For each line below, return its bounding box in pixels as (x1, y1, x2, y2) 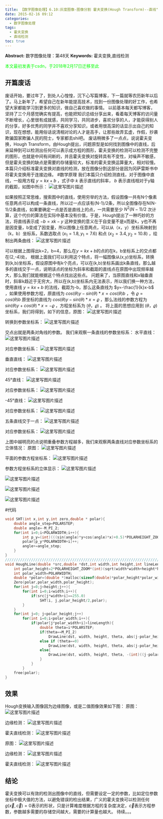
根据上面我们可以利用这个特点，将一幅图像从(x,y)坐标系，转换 (31, 254, 154, 260)
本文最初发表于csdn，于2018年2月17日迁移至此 (5, 63, 99, 69)
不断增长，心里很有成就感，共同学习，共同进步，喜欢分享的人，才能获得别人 (5, 117, 158, 123)
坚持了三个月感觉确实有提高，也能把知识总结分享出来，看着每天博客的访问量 (5, 110, 158, 117)
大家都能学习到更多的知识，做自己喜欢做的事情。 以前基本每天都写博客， (9, 105, 155, 110)
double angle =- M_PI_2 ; (14, 526, 60, 531)
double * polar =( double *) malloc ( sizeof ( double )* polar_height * (14, 575, 142, 580)
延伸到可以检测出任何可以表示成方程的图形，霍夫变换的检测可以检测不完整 (9, 147, 158, 153)
